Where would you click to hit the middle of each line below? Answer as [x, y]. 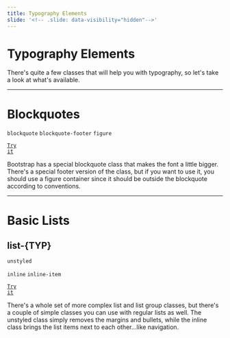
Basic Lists [38, 220]
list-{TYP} [29, 245]
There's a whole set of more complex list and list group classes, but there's [113, 305]
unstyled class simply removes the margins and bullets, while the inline [107, 320]
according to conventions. [44, 186]
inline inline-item [34, 275]
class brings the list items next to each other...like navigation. [93, 327]
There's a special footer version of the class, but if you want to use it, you [111, 171]
